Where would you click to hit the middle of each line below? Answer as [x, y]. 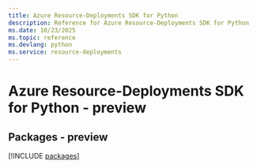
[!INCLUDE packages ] [44, 156]
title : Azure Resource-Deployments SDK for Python [93, 15]
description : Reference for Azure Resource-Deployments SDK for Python [128, 23]
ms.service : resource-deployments [65, 52]
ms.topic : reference [42, 37]
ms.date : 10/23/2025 [42, 30]
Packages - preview [58, 137]
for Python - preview [77, 108]
